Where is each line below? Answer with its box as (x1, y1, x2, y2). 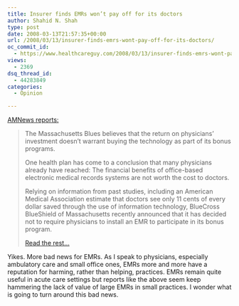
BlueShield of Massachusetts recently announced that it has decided (24, 210, 227, 218)
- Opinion (14, 90, 43, 97)
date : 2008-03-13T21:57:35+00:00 (7, 30, 107, 38)
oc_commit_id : (7, 43, 50, 51)
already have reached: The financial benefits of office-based (24, 166, 203, 174)
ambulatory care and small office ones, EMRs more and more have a (7, 260, 208, 269)
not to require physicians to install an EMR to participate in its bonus (24, 218, 224, 226)
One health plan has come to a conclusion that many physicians (24, 158, 212, 167)
